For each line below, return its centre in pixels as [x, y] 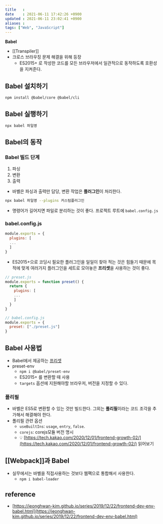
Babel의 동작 [24, 142]
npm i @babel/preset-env [45, 372]
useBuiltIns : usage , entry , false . [52, 426]
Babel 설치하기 [26, 86]
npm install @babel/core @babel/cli [42, 98]
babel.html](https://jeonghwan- [44, 511]
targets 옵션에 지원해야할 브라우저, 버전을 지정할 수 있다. [74, 383]
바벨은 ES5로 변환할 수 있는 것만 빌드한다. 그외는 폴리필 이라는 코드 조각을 [82, 409]
